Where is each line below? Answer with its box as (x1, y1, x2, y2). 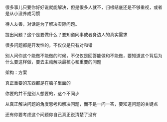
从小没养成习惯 (9, 10, 40, 16)
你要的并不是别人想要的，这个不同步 (5, 91, 80, 96)
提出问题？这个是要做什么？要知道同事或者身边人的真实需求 (5, 32, 128, 37)
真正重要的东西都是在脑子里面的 (5, 80, 71, 86)
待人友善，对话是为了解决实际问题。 (5, 21, 80, 27)
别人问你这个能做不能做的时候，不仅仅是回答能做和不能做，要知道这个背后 (5, 53, 158, 59)
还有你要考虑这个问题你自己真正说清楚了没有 (5, 112, 97, 118)
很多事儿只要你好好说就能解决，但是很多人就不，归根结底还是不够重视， (5, 4, 154, 10)
